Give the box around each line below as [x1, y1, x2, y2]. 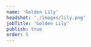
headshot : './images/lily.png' [6, 15, 86, 21]
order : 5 [6, 32, 29, 38]
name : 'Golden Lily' [6, 9, 59, 15]
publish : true [6, 26, 43, 32]
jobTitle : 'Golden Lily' [6, 20, 70, 26]
